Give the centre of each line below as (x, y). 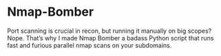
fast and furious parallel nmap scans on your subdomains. (90, 45)
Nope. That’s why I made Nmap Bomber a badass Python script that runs (110, 38)
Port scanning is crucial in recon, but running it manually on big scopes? (109, 31)
